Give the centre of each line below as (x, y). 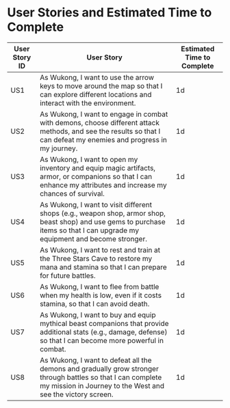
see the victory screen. (77, 394)
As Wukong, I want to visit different (96, 204)
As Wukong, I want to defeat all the (96, 360)
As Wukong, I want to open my (89, 159)
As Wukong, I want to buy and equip (98, 314)
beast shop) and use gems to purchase (103, 221)
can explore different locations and (96, 94)
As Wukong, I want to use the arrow (97, 77)
